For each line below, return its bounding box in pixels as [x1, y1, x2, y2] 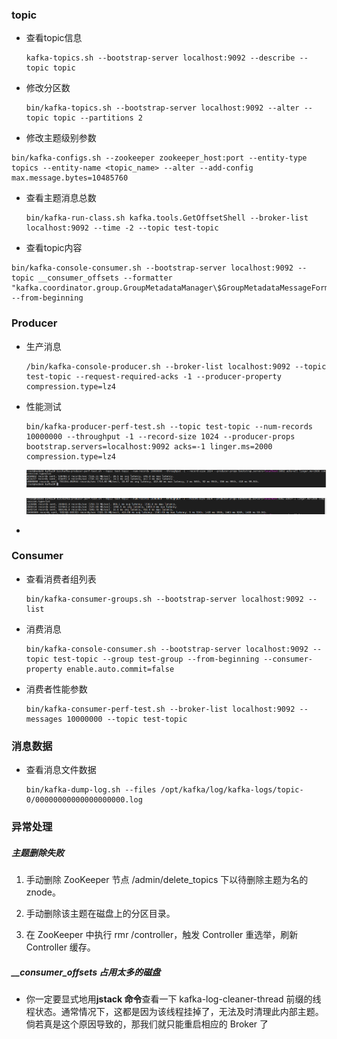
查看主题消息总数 [25, 192, 97, 204]
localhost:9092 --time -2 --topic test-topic [25, 223, 219, 233]
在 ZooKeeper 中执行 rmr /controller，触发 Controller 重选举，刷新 [25, 929, 299, 941]
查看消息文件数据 [25, 764, 97, 776]
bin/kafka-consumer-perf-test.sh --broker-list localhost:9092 [25, 704, 296, 714]
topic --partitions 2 [52, 113, 143, 123]
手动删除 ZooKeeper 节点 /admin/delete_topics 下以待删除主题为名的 [25, 874, 309, 886]
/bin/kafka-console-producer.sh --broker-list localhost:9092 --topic [25, 361, 327, 372]
